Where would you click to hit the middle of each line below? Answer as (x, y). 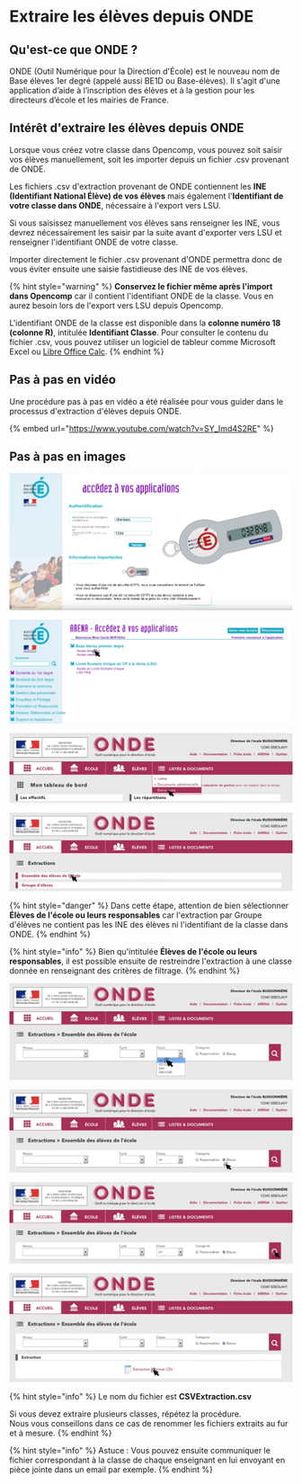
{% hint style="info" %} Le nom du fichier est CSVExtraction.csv (130, 1397)
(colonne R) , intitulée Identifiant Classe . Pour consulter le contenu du (139, 332)
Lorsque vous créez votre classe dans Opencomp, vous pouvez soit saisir (146, 149)
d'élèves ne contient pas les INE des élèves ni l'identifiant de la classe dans (149, 925)
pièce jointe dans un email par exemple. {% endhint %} (111, 1470)
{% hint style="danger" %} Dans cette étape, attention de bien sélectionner (149, 906)
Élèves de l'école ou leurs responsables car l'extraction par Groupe (136, 915)
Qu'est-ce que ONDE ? (73, 50)
